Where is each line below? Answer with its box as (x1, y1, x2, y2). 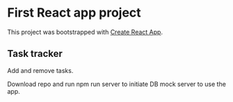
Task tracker (7, 48, 63, 60)
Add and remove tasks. (7, 66, 74, 74)
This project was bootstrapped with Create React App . (7, 28, 163, 36)
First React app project (7, 5, 141, 21)
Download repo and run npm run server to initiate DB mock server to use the (7, 80, 226, 88)
